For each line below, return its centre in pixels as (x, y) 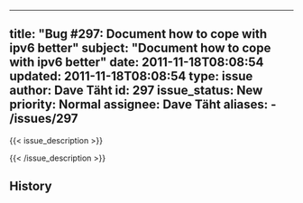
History (31, 186)
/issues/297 (44, 119)
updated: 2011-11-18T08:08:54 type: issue (131, 76)
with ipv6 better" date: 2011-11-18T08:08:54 (137, 63)
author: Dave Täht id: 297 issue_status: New (136, 91)
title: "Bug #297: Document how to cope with (138, 34)
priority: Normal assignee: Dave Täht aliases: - (143, 105)
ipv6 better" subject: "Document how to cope (140, 48)
